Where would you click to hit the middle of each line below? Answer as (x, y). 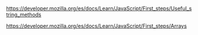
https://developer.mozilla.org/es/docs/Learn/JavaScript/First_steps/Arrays (97, 26)
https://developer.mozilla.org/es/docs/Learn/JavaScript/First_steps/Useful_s (99, 8)
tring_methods (24, 15)
